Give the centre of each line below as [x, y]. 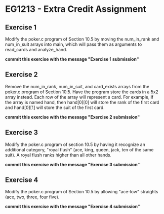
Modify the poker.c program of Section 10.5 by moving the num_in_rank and [82, 39]
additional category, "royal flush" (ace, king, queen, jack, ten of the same [80, 149]
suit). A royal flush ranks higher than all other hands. [58, 155]
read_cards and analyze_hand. [36, 50]
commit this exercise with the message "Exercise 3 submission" [73, 164]
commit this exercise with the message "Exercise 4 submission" [73, 207]
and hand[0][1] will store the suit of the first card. [55, 107]
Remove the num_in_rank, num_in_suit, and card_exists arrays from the [77, 86]
